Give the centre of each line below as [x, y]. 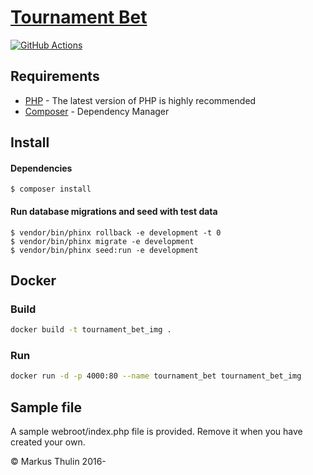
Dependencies [41, 168]
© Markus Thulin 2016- [58, 462]
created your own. [48, 442]
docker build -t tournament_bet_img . [91, 330]
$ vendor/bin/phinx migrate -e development [102, 241]
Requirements [55, 76]
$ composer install [51, 189]
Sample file [46, 407]
